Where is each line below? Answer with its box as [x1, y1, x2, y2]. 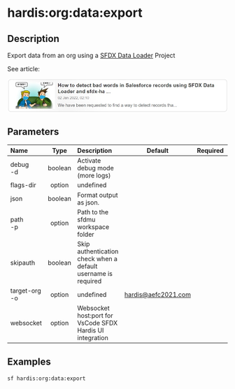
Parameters [7, 126, 59, 138]
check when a [77, 255, 117, 263]
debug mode [77, 164, 114, 173]
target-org [10, 286, 41, 295]
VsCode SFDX [77, 318, 117, 327]
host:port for [77, 311, 113, 319]
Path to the [77, 207, 109, 216]
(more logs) [77, 171, 111, 179]
